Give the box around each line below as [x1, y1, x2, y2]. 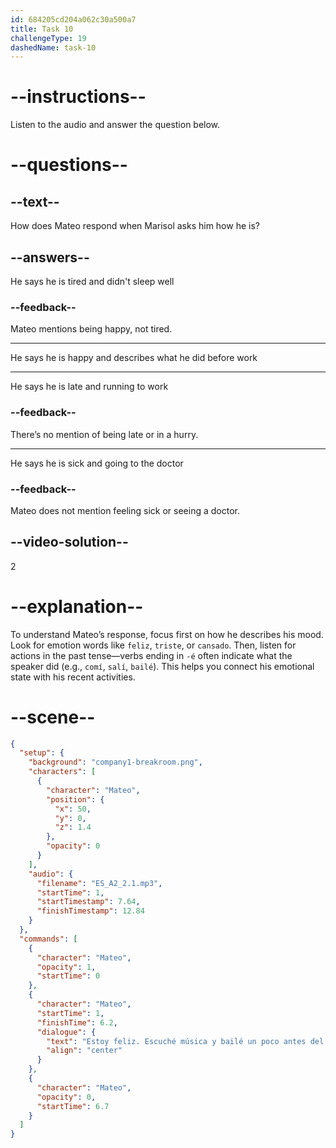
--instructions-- [10, 86, 147, 108]
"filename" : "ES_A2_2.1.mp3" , [36, 878, 163, 888]
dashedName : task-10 [10, 42, 97, 53]
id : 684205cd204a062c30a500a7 [10, 14, 137, 25]
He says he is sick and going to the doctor [10, 457, 184, 469]
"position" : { [46, 794, 105, 805]
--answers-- [10, 249, 90, 266]
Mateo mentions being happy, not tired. [10, 323, 173, 335]
